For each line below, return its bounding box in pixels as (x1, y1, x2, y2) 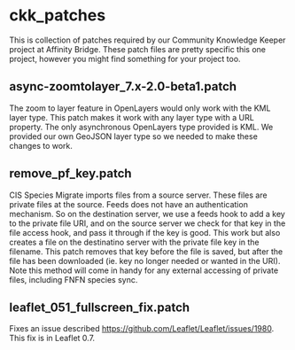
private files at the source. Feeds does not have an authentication (9, 198, 248, 209)
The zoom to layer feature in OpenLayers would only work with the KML (9, 103, 271, 113)
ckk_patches (9, 5, 106, 26)
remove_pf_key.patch (9, 166, 132, 182)
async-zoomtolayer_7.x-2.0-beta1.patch (9, 79, 237, 94)
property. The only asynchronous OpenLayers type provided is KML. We (9, 121, 274, 132)
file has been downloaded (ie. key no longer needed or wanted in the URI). (9, 255, 281, 266)
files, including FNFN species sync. (9, 274, 138, 284)
